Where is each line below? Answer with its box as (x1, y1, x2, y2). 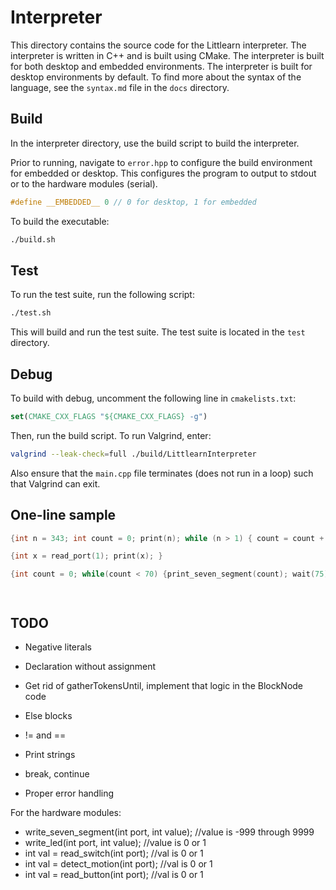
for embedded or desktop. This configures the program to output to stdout (10, 167, 317, 179)
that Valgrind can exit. (10, 477, 101, 490)
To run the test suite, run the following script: (10, 289, 195, 301)
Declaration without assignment (24, 661, 157, 672)
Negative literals (24, 641, 92, 653)
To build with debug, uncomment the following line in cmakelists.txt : (10, 392, 297, 404)
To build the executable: (10, 215, 110, 227)
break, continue (24, 768, 90, 780)
